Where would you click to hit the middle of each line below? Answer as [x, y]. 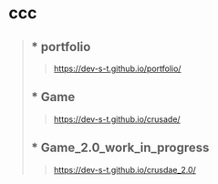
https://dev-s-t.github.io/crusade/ [117, 119]
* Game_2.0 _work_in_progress [120, 148]
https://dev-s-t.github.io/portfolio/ [117, 68]
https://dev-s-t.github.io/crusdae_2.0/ [125, 169]
